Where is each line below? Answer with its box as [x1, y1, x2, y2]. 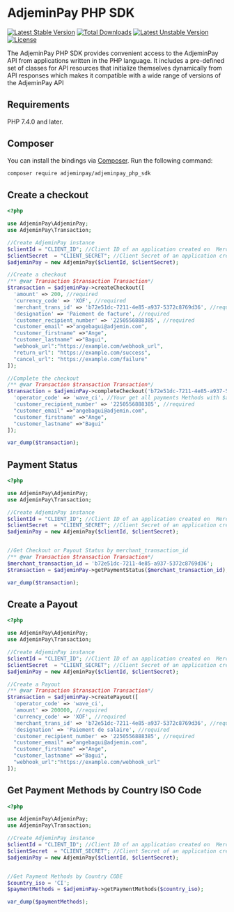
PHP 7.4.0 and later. [7, 117, 64, 126]
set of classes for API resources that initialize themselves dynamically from [7, 64, 223, 72]
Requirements [7, 99, 70, 111]
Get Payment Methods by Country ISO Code [7, 784, 202, 797]
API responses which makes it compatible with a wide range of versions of [7, 71, 221, 80]
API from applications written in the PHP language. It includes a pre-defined [7, 56, 225, 64]
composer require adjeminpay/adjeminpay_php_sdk [7, 170, 151, 177]
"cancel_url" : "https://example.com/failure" [13, 355, 148, 362]
